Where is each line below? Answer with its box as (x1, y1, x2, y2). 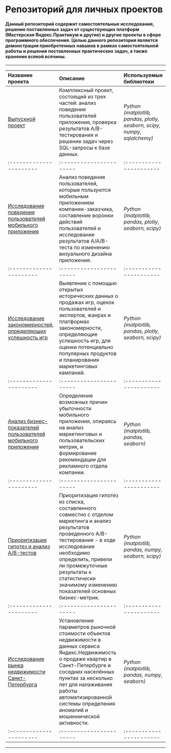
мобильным (59, 193, 89, 200)
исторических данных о (59, 292, 119, 300)
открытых (59, 286, 83, 293)
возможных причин (59, 399, 108, 406)
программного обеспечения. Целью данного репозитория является (5, 37, 158, 43)
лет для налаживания (59, 681, 113, 688)
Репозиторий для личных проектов (5, 4, 163, 15)
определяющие (59, 331, 98, 338)
